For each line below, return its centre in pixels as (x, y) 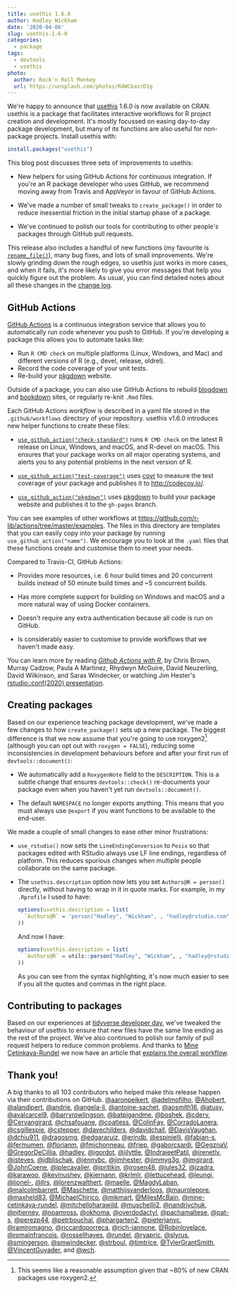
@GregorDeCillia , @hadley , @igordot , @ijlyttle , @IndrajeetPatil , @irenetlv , (114, 1153)
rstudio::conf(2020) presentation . (56, 682)
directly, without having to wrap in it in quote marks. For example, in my (121, 890)
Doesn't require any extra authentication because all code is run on (115, 618)
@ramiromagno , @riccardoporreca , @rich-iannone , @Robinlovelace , (107, 1227)
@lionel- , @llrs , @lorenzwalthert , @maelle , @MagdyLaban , (93, 1182)
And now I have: (41, 937)
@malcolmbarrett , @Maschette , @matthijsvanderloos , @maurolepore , (109, 1190)
